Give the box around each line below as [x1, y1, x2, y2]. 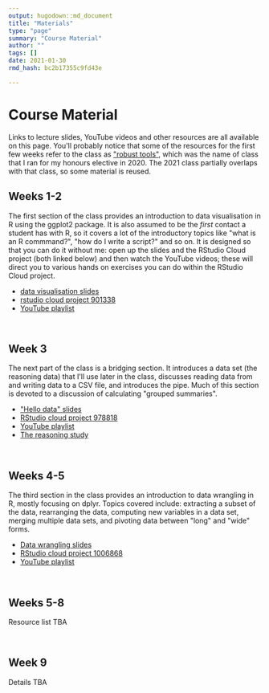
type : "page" [8, 26, 52, 35]
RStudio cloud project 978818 [19, 413, 118, 422]
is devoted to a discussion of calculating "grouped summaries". [8, 389, 218, 398]
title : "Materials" [8, 19, 74, 27]
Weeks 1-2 [8, 190, 63, 203]
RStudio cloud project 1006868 [19, 548, 123, 558]
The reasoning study [19, 430, 89, 440]
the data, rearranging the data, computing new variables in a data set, [8, 508, 239, 517]
